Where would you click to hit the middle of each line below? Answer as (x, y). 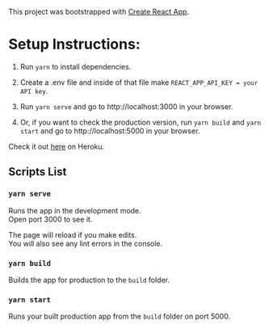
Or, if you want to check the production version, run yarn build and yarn (140, 122)
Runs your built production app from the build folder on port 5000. (120, 316)
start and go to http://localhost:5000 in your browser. (110, 131)
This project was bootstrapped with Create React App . (99, 12)
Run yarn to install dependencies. (76, 66)
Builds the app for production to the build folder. (89, 280)
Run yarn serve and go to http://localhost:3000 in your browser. (126, 106)
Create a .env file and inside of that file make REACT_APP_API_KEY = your (139, 82)
